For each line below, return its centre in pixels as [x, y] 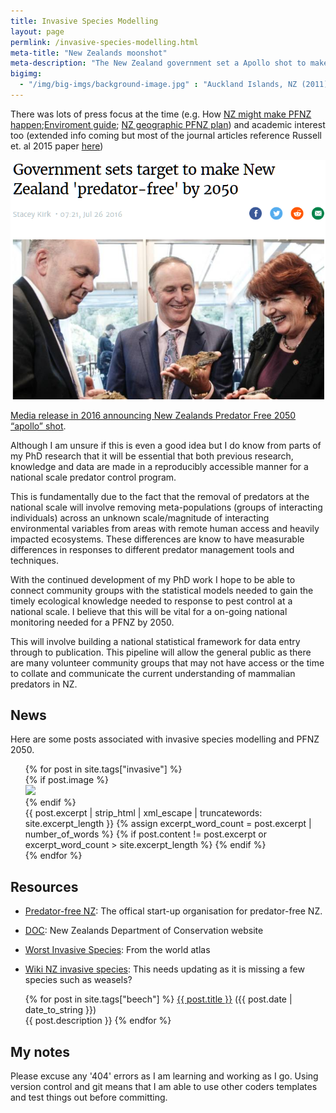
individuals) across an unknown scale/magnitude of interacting [140, 517]
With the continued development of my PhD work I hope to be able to [153, 579]
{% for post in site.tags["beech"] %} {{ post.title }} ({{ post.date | [158, 999]
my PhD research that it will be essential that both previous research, [152, 456]
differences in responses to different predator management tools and [152, 549]
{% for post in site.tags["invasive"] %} [103, 769]
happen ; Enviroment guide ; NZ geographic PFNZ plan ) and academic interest [168, 124]
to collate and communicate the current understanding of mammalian [153, 673]
